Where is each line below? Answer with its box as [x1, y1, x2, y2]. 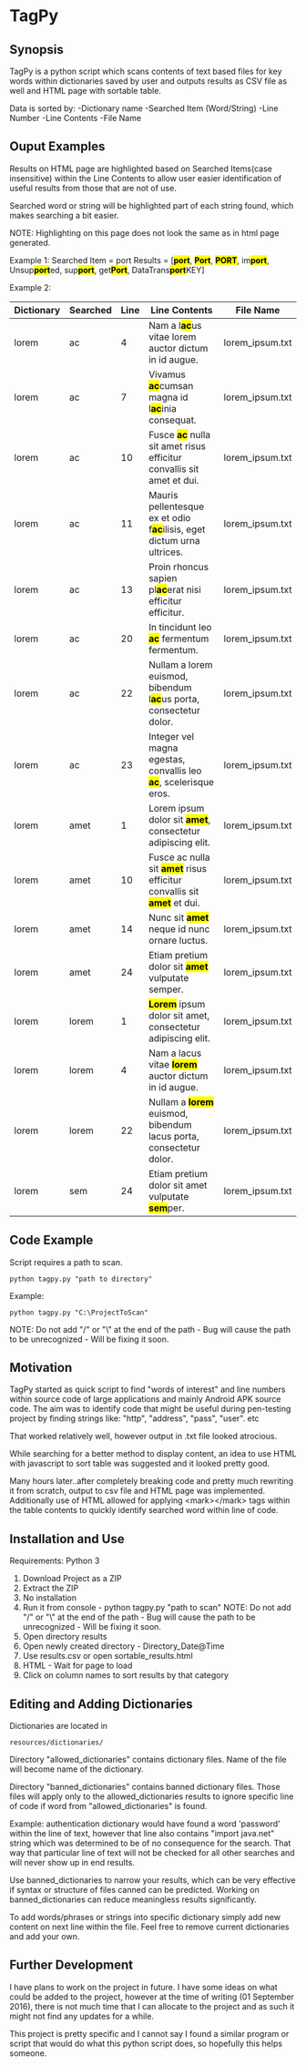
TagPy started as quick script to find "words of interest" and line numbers [9, 1384, 286, 1395]
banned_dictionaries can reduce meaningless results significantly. [9, 1894, 257, 1905]
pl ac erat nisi [148, 583, 202, 596]
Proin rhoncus [148, 560, 209, 573]
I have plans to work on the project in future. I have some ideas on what [9, 1981, 278, 1992]
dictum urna [148, 534, 200, 547]
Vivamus [148, 368, 187, 381]
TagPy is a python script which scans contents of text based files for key [9, 66, 282, 77]
